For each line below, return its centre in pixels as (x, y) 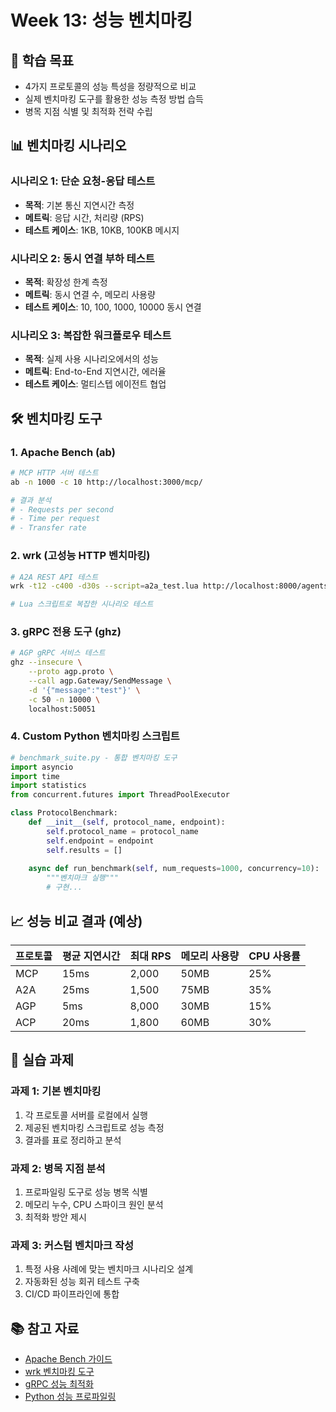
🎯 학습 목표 (42, 60)
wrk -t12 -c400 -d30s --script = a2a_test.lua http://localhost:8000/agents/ (171, 586)
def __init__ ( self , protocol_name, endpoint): (127, 822)
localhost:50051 (62, 709)
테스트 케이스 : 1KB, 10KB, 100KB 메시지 (102, 230)
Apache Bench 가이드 (68, 1359)
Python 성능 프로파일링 (70, 1397)
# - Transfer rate (48, 528)
